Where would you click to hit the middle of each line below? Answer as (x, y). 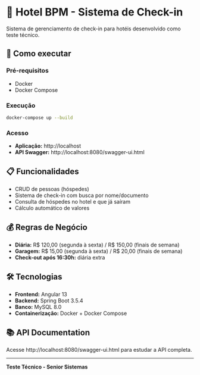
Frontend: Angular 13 (41, 294)
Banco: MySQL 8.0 (38, 307)
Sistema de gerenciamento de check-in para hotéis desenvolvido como (93, 29)
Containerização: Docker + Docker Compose (71, 313)
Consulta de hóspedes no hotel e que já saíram (73, 201)
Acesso (17, 133)
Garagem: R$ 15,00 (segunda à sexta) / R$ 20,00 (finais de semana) (99, 251)
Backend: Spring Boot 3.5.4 (49, 301)
